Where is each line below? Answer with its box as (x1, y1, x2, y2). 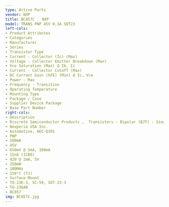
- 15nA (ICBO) (5, 152, 35, 157)
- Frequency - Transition (5, 82, 59, 87)
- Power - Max (5, 77, 35, 82)
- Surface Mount (5, 175, 39, 181)
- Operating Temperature (5, 86, 57, 92)
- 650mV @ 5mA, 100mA (5, 148, 51, 153)
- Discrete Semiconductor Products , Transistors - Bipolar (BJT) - (5, 119, 154, 125)
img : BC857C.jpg (5, 194, 39, 199)
